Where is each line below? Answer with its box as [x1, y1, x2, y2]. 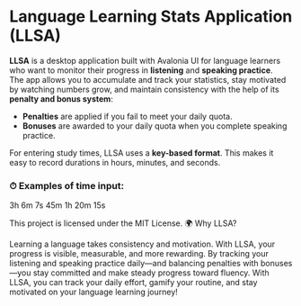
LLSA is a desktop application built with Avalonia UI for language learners [9, 55, 281, 66]
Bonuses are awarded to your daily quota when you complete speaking [22, 120, 288, 131]
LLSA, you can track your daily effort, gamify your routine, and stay [9, 277, 258, 288]
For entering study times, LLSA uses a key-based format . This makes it [9, 147, 274, 158]
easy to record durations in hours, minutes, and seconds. [9, 157, 221, 167]
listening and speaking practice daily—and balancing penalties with [9, 258, 259, 269]
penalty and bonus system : [9, 93, 114, 104]
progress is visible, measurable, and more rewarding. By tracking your [9, 248, 270, 259]
